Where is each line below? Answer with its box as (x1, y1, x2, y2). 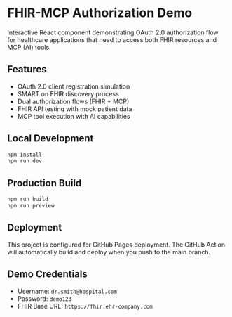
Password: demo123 (17, 294, 72, 303)
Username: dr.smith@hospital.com (17, 287, 118, 295)
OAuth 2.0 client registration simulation (17, 82, 130, 91)
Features (7, 63, 47, 75)
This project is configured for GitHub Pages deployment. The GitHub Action (7, 240, 226, 249)
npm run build (7, 195, 49, 203)
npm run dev (7, 157, 42, 164)
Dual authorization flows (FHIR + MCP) (17, 97, 130, 105)
